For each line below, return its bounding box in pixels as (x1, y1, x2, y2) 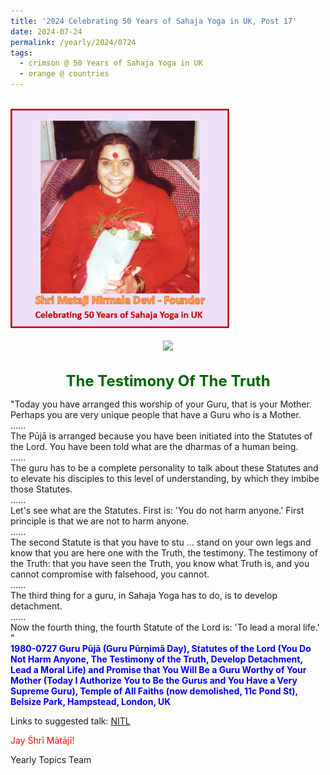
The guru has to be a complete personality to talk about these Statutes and (10, 461, 319, 474)
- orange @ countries (19, 69, 110, 79)
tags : (10, 48, 33, 58)
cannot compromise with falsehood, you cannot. (10, 568, 210, 580)
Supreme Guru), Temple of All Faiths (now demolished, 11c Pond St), (10, 685, 298, 697)
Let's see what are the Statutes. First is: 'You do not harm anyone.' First (10, 504, 305, 516)
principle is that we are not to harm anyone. (10, 515, 190, 527)
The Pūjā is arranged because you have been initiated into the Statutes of (10, 430, 313, 442)
